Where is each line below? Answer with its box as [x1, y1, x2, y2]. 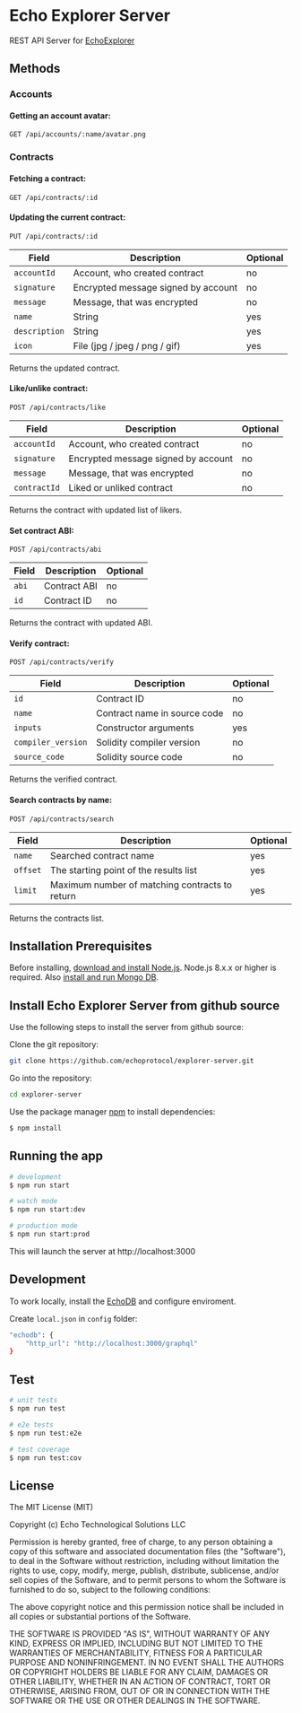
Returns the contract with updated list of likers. [9, 504, 183, 515]
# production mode [9, 1221, 78, 1230]
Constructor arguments [95, 721, 194, 734]
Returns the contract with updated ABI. [9, 617, 153, 628]
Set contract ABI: [9, 525, 74, 536]
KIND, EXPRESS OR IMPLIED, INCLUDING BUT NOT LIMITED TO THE [9, 1639, 263, 1649]
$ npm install [9, 1123, 63, 1132]
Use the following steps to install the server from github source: [9, 1022, 245, 1033]
